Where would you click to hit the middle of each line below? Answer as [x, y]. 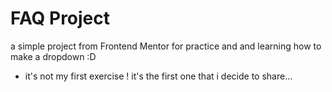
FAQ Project [60, 18]
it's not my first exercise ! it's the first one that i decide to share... [158, 76]
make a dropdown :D [53, 56]
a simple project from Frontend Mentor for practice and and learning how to [166, 46]
